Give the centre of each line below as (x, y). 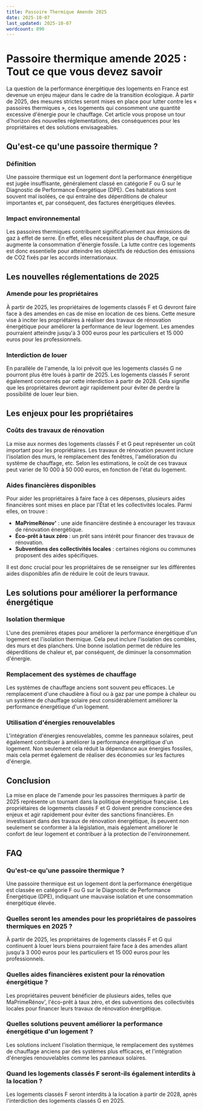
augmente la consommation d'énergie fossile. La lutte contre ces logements (101, 245)
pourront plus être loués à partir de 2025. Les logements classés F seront (98, 375)
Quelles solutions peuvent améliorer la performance (85, 1024)
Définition (21, 163)
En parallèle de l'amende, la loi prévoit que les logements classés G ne (94, 369)
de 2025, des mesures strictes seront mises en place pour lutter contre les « (101, 101)
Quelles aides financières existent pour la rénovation (85, 975)
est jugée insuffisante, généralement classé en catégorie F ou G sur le (94, 183)
